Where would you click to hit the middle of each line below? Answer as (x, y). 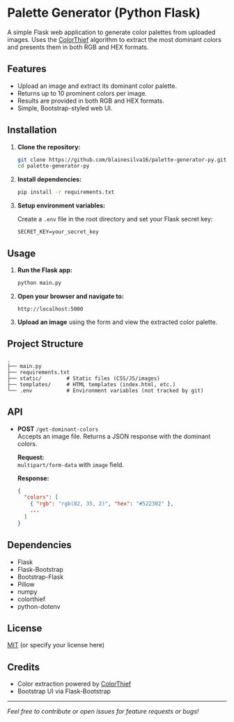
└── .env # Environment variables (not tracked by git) (106, 390)
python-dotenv (39, 606)
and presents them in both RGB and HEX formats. (78, 47)
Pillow (26, 584)
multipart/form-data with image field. (70, 464)
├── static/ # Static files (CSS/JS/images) (84, 378)
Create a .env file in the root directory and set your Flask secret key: (115, 219)
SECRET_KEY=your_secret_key (58, 232)
